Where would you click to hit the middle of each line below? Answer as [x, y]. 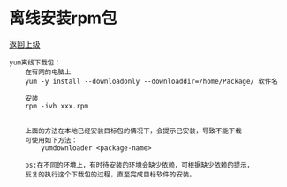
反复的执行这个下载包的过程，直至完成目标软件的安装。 [110, 174]
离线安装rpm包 [63, 18]
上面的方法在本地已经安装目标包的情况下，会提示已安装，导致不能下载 [134, 131]
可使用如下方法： [51, 140]
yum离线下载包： [35, 63]
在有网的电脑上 [48, 71]
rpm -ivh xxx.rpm [57, 106]
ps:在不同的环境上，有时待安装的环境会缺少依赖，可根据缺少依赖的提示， [140, 165]
